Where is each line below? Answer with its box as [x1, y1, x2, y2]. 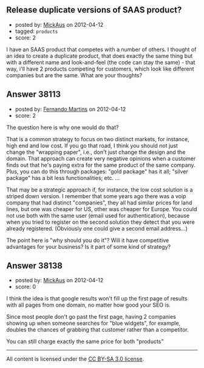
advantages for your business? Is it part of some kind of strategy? [6, 243, 171, 250]
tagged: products [15, 27, 58, 35]
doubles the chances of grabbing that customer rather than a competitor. [6, 326, 189, 333]
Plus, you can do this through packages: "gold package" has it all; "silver [6, 167, 188, 175]
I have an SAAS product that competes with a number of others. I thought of [6, 46, 197, 53]
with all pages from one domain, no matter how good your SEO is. [6, 301, 171, 309]
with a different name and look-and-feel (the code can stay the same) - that [6, 58, 195, 66]
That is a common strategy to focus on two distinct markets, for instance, [6, 135, 189, 142]
